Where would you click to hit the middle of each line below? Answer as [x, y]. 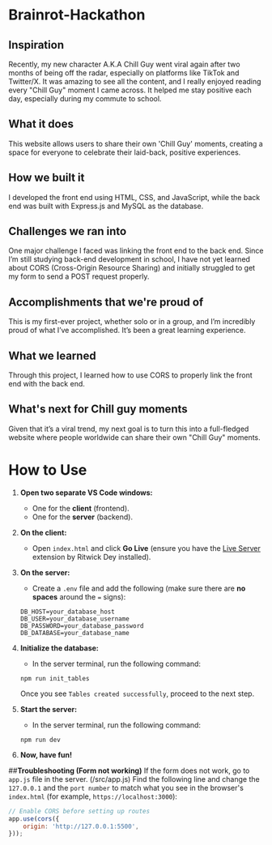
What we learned [52, 355]
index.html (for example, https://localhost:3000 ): [93, 796]
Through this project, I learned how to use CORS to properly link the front [130, 375]
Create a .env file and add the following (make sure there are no [139, 588]
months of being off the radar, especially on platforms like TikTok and [124, 73]
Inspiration [36, 45]
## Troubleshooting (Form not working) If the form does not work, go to [129, 770]
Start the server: [49, 709]
